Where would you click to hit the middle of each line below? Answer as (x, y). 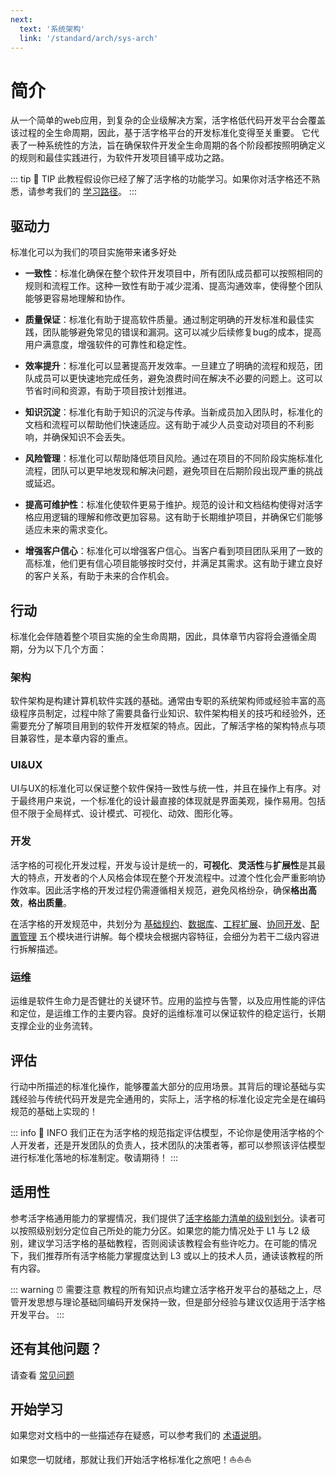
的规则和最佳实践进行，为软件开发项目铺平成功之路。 (120, 158)
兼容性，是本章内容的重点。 (75, 738)
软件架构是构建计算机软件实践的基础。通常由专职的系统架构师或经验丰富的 (163, 701)
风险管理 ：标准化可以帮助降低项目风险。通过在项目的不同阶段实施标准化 (173, 458)
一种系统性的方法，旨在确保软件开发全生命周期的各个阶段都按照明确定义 (176, 145)
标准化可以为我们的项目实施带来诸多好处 (93, 252)
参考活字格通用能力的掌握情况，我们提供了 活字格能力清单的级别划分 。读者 (163, 1218)
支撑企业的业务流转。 (54, 1026)
